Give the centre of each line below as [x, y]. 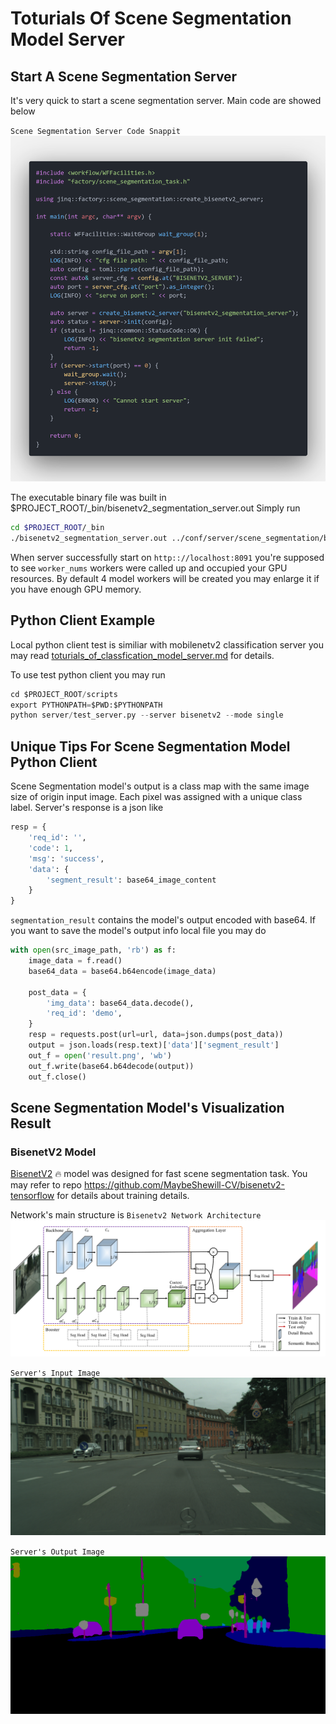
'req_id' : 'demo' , [84, 1013]
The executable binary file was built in [88, 498]
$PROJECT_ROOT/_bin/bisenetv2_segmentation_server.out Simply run [155, 508]
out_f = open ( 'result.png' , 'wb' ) [100, 1055]
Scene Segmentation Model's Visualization [147, 1107]
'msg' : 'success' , [66, 858]
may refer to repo [46, 1185]
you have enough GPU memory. [76, 589]
